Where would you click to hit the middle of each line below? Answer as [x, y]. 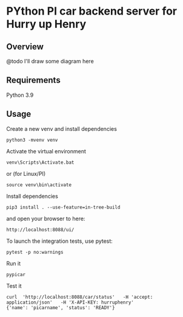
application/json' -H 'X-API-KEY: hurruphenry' [70, 302]
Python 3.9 [20, 95]
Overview [25, 47]
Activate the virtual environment [46, 151]
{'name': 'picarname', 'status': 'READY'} [61, 308]
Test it [14, 286]
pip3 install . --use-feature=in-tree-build [63, 207]
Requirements [33, 80]
